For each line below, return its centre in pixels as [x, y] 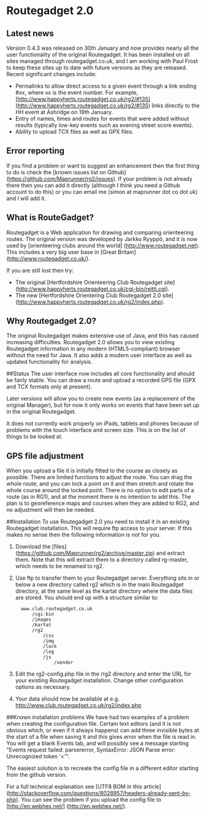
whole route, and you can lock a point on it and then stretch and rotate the [100, 484]
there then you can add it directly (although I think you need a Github [93, 185]
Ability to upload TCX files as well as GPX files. [74, 132]
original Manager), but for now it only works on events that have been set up [103, 405]
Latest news [30, 33]
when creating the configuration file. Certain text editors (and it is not [93, 724]
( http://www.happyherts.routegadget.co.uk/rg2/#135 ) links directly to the [107, 106]
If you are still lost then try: [40, 270]
